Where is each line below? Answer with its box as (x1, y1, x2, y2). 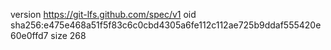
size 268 (50, 30, 87, 41)
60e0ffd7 (10, 30, 49, 41)
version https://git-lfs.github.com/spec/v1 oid (10, 9, 197, 20)
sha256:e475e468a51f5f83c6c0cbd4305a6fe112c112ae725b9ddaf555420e (10, 19, 322, 31)
